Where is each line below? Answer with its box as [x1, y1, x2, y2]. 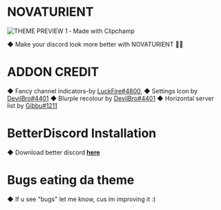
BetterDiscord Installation [7, 126, 156, 141]
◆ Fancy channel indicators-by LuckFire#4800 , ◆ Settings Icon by [7, 86, 198, 95]
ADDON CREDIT [7, 65, 100, 80]
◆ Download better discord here [7, 148, 101, 156]
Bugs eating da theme [7, 172, 135, 187]
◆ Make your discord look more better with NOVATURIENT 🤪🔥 [7, 40, 184, 48]
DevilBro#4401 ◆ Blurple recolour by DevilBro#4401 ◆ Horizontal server [7, 94, 214, 102]
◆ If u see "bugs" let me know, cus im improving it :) [7, 195, 156, 203]
